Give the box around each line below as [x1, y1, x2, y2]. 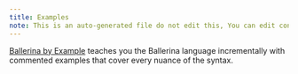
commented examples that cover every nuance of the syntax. [9, 55, 233, 65]
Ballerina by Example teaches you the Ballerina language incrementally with [9, 45, 286, 55]
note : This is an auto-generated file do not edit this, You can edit [9, 21, 276, 30]
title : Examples [9, 12, 69, 22]
